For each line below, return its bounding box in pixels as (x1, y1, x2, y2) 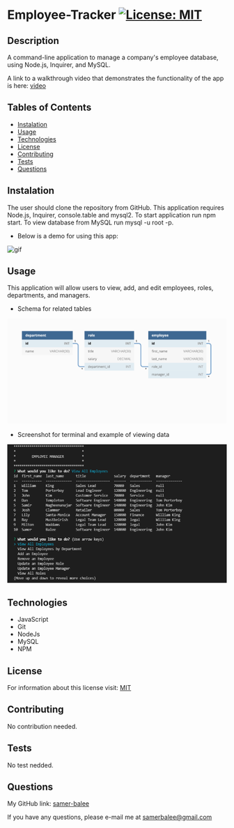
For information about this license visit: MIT (7, 683, 132, 691)
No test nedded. (7, 760, 54, 769)
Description (7, 35, 59, 47)
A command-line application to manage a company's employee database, (7, 53, 219, 61)
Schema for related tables (17, 305, 92, 313)
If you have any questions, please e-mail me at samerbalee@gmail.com (7, 813, 212, 822)
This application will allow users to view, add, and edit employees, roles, (7, 284, 214, 292)
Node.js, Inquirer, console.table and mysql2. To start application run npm (7, 210, 216, 219)
